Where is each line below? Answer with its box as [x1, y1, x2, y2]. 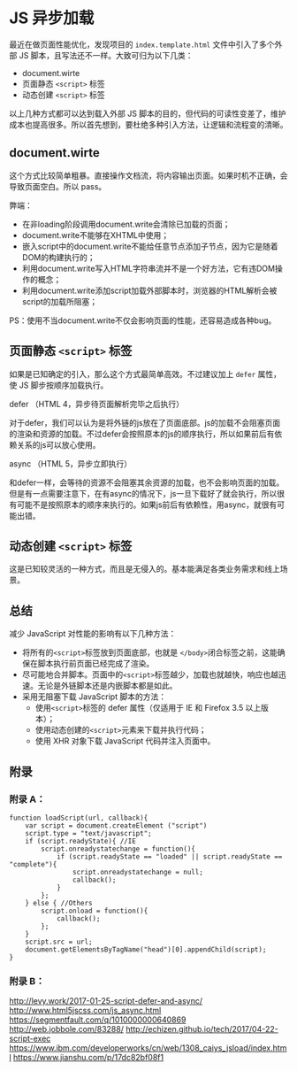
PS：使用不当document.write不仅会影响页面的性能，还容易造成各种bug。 [9, 315, 277, 326]
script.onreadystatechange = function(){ [41, 844, 196, 853]
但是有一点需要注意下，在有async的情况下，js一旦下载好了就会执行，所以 [9, 488, 278, 498]
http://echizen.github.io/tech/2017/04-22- [125, 1024, 278, 1035]
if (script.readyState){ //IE [25, 836, 137, 845]
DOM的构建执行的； [21, 251, 95, 262]
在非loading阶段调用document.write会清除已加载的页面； [21, 219, 231, 229]
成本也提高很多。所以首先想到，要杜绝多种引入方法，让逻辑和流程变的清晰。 [9, 119, 288, 129]
